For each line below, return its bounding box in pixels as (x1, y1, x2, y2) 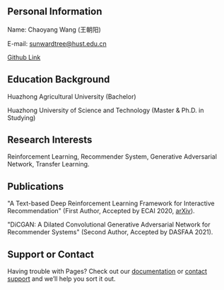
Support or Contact (7, 248, 94, 260)
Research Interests (7, 134, 93, 146)
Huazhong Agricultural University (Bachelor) (7, 92, 136, 101)
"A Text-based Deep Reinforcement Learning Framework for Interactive (7, 199, 215, 207)
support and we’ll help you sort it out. (7, 274, 116, 283)
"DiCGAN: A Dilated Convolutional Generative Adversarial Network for (7, 220, 211, 229)
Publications (7, 180, 64, 193)
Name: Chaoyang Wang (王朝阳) (7, 25, 101, 34)
